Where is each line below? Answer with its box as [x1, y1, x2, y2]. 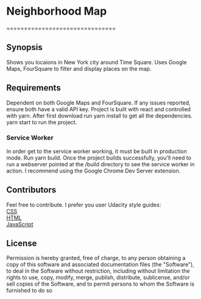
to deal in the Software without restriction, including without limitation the [6, 267, 190, 275]
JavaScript [6, 220, 33, 227]
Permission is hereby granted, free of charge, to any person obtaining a [6, 254, 186, 262]
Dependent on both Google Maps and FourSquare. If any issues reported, [6, 99, 191, 106]
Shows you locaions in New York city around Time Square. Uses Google [6, 58, 187, 65]
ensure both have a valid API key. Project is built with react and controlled [6, 105, 191, 113]
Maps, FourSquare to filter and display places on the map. [6, 65, 152, 72]
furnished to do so [6, 287, 53, 294]
